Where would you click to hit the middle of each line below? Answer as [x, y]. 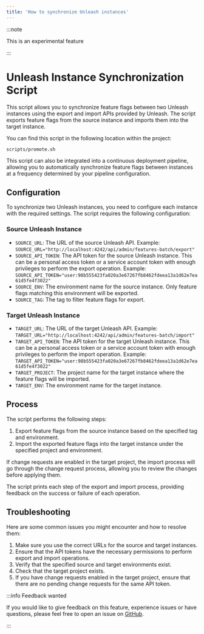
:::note [14, 29]
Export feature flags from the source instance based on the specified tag [106, 431]
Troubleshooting [39, 512]
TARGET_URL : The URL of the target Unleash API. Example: [86, 328]
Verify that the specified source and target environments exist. [93, 564]
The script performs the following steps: [56, 419]
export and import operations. [52, 558]
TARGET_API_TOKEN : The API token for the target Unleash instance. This [102, 341]
